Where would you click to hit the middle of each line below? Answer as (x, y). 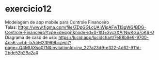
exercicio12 (28, 9)
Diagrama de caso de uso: (31, 37)
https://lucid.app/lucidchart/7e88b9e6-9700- (103, 37)
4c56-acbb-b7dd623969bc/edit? (38, 42)
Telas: (11, 27)
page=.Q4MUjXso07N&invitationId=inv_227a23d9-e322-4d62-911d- (73, 48)
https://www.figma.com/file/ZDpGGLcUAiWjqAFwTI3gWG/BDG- (82, 27)
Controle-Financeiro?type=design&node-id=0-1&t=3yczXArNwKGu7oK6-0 (79, 32)
